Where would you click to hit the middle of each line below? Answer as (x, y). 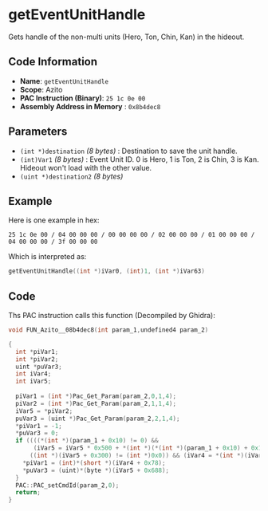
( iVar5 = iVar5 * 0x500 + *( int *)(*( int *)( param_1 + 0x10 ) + (140, 448)
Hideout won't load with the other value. (86, 167)
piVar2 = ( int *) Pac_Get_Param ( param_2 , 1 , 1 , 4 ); (96, 403)
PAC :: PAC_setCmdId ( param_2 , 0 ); (67, 485)
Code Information (53, 62)
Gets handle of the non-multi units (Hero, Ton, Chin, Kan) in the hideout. (126, 37)
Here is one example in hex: (54, 220)
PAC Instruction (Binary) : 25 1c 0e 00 (83, 98)
